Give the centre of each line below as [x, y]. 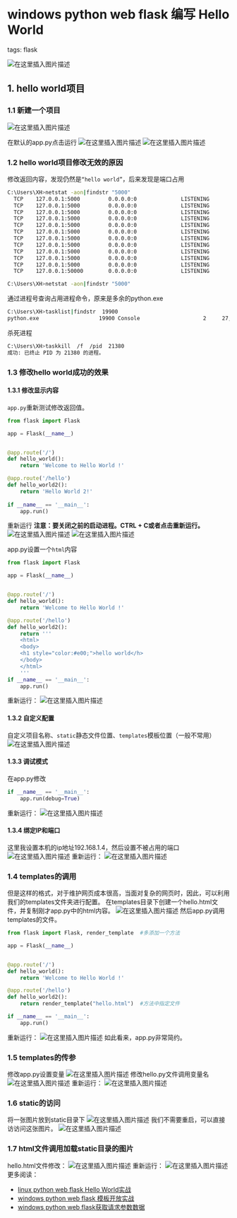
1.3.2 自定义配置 [31, 718]
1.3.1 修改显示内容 [33, 390]
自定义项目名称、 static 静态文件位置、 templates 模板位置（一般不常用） [111, 735]
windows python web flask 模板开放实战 [76, 1198]
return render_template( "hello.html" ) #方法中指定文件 [100, 1004]
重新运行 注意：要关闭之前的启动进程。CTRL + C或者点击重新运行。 [106, 526]
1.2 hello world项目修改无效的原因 [65, 162]
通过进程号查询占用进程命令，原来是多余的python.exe [85, 298]
